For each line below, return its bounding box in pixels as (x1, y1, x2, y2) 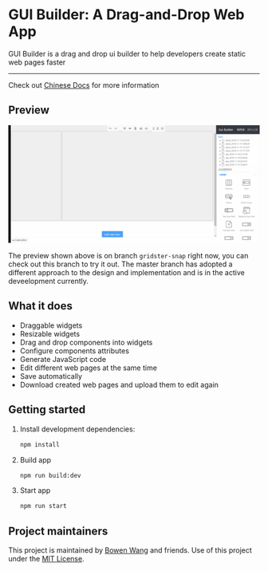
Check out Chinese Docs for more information (8, 80, 160, 89)
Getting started (8, 403, 86, 416)
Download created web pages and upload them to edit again (19, 380, 219, 389)
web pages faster (8, 57, 66, 67)
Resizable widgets (19, 329, 81, 338)
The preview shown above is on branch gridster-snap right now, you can (8, 251, 249, 260)
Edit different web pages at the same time (19, 363, 158, 372)
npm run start (19, 502, 67, 510)
